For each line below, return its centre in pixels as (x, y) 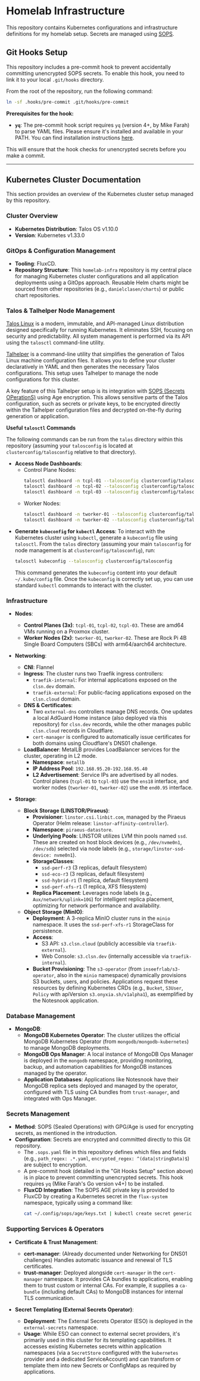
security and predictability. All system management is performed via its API (98, 336)
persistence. (48, 931)
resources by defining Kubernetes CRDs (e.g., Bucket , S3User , (108, 988)
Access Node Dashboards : (49, 464)
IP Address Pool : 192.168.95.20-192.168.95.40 (90, 768)
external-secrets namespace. (61, 1327)
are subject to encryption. (55, 1165)
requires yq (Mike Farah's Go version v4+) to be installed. (94, 1184)
